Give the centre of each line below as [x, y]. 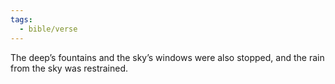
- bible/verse [48, 29]
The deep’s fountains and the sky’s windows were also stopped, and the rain [167, 57]
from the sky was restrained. [69, 68]
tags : [21, 19]
